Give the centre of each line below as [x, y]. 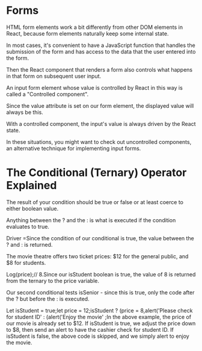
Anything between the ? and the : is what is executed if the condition [91, 220]
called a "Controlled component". [47, 94]
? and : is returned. [29, 244]
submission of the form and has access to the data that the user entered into [101, 51]
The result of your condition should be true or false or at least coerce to [95, 202]
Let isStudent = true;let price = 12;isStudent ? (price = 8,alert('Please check [99, 310]
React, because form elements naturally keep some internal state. [87, 33]
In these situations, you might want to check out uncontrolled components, [99, 141]
